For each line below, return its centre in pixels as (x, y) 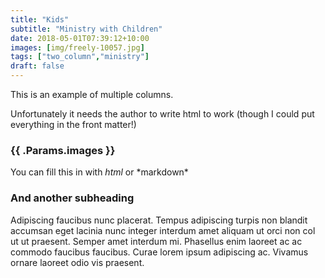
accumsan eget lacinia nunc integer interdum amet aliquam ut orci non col (163, 230)
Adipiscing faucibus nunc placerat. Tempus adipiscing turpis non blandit (159, 220)
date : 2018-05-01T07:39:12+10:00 (80, 38)
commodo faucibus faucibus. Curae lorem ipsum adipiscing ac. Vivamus (159, 252)
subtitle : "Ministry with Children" (86, 29)
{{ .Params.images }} (63, 150)
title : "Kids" (40, 19)
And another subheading (72, 198)
